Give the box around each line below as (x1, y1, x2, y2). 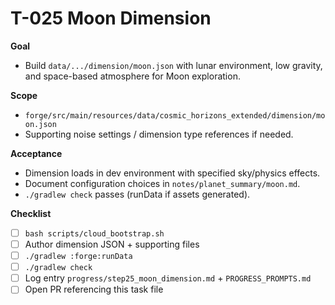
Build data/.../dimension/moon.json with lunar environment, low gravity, (24, 59, 323, 71)
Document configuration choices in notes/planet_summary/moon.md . (24, 177, 301, 189)
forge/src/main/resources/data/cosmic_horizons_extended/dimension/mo (24, 110, 326, 121)
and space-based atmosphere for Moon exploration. (24, 70, 241, 82)
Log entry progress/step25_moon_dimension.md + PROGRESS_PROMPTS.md (24, 272, 312, 284)
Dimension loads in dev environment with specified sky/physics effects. (24, 167, 321, 179)
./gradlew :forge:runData (24, 252, 133, 262)
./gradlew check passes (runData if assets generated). (24, 188, 251, 200)
